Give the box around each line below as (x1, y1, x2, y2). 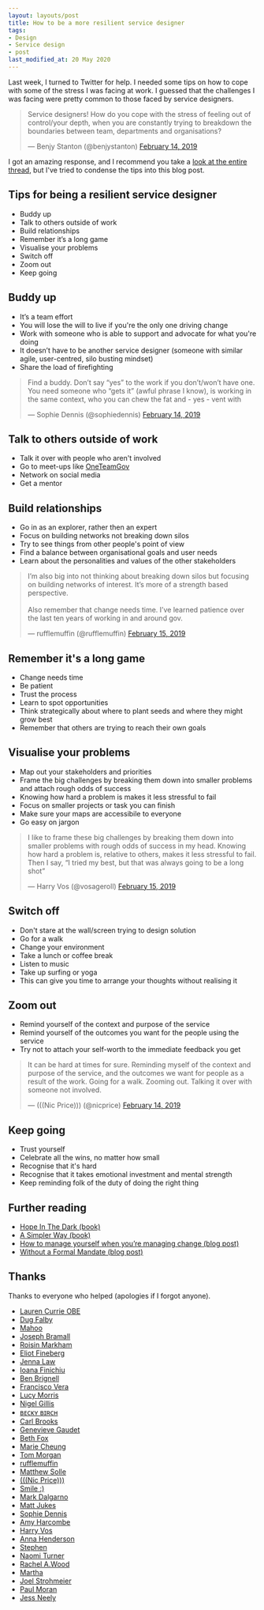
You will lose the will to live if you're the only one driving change (19, 320, 229, 330)
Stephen (19, 1542, 47, 1552)
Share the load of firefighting (19, 362, 113, 371)
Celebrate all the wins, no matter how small (19, 1153, 160, 1163)
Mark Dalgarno (19, 1491, 69, 1502)
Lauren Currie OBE (19, 1306, 81, 1316)
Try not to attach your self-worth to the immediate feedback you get (19, 1045, 241, 1054)
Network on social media (19, 470, 101, 480)
